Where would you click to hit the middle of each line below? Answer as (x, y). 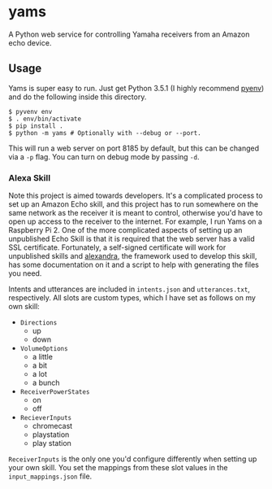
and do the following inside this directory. (78, 97)
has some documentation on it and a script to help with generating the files (134, 265)
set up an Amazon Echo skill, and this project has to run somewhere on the (133, 204)
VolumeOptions (44, 349)
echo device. (30, 42)
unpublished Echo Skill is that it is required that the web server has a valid (132, 239)
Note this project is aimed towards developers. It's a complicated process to (136, 196)
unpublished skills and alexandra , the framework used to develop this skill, (133, 256)
